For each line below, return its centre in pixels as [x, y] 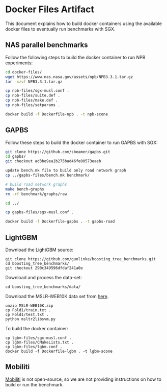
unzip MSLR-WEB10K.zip [29, 306]
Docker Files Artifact [50, 9]
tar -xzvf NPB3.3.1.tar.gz [34, 82]
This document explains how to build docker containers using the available [83, 23]
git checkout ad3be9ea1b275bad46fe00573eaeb [53, 161]
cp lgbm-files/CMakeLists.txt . [39, 342]
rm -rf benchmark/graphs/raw [36, 194]
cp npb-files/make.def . [32, 101]
